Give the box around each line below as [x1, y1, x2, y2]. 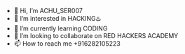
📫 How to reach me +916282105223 [13, 39, 121, 48]
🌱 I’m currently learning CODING [13, 24, 108, 33]
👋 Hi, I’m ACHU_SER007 [13, 7, 83, 15]
